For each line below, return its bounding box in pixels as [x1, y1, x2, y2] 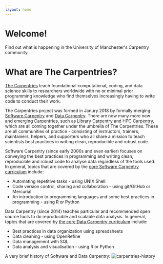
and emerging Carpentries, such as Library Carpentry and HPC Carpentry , [5, 118, 155, 124]
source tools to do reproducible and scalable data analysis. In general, [5, 213, 146, 219]
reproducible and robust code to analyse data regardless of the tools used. [5, 158, 156, 164]
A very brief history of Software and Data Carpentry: [5, 253, 111, 259]
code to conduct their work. [5, 98, 61, 104]
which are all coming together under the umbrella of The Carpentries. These [5, 123, 159, 129]
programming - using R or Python [12, 199, 80, 205]
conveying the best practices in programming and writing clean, [5, 153, 134, 159]
